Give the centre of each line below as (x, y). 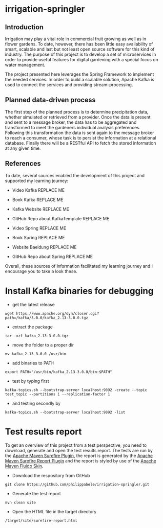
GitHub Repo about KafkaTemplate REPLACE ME (61, 218)
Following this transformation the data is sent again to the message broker (80, 133)
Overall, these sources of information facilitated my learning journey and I (79, 266)
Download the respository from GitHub (51, 475)
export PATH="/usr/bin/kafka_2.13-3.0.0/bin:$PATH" (59, 372)
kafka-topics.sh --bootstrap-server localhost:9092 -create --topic (76, 390)
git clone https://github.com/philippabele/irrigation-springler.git (77, 484)
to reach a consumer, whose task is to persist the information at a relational (81, 138)
